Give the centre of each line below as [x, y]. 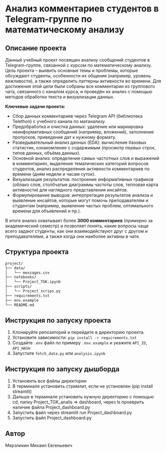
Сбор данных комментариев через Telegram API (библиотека [77, 116]
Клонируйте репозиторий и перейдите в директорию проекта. [78, 332]
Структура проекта [37, 252]
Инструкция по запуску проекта [58, 320]
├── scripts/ [19, 287]
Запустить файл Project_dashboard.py [52, 418]
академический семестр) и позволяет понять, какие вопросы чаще [77, 226]
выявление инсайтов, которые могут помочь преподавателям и [80, 200]
